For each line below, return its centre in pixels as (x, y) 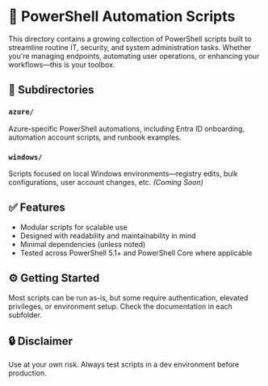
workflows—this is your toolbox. (62, 65)
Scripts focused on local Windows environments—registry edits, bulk (123, 174)
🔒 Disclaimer (40, 341)
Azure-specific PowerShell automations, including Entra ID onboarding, (126, 128)
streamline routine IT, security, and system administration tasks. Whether (130, 47)
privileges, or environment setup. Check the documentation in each (120, 306)
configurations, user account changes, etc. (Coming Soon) (106, 182)
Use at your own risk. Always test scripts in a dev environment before (124, 365)
